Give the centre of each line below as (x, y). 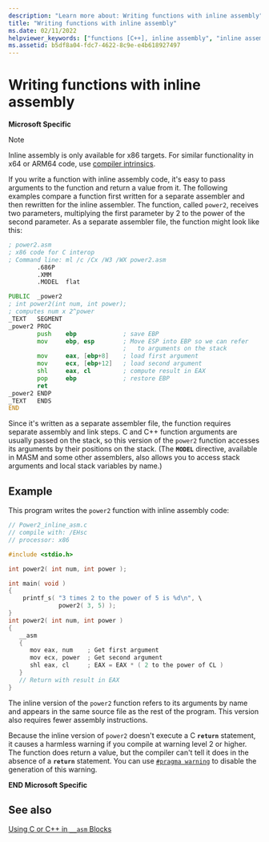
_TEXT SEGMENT (35, 319)
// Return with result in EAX (69, 680)
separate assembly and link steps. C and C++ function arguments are (123, 432)
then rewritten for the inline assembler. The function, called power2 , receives (133, 205)
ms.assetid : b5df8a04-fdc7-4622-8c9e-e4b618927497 (94, 46)
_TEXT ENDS (30, 401)
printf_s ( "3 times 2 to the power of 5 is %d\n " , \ (112, 598)
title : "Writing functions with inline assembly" (93, 23)
